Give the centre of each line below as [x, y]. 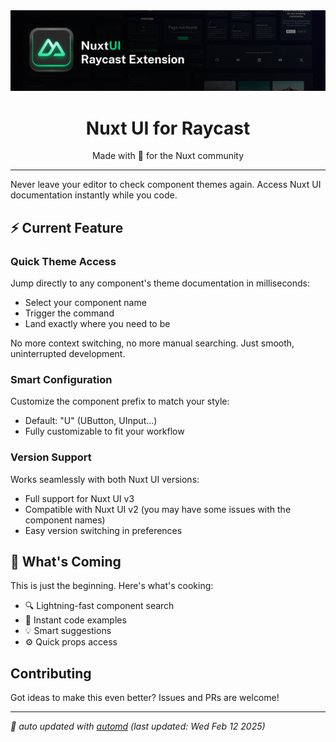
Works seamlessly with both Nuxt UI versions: [105, 479]
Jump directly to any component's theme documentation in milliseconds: [160, 283]
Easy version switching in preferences [103, 530]
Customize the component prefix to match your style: [120, 401]
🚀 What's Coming [66, 562]
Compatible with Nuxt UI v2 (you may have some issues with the [158, 509]
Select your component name [85, 303]
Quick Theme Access [63, 261]
